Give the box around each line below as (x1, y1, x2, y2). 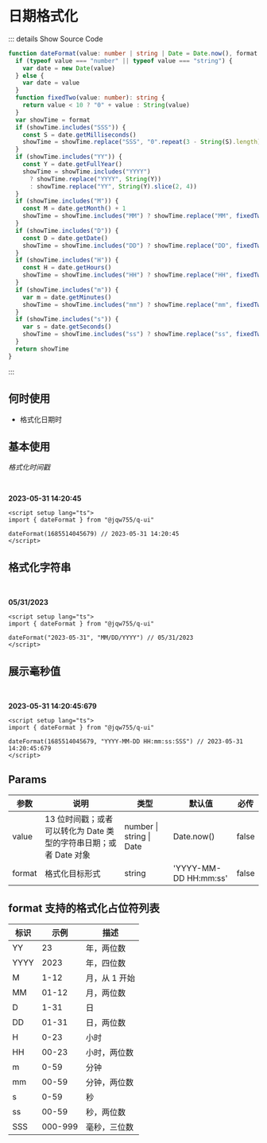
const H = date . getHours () (22, 264, 112, 272)
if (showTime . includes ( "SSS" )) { (15, 123, 126, 131)
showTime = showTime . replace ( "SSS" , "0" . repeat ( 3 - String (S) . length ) (22, 138, 261, 146)
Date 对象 (54, 849, 91, 860)
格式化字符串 (8, 560, 72, 574)
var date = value (22, 79, 80, 87)
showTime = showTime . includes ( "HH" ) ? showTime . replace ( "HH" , (22, 271, 233, 279)
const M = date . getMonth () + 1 (22, 204, 126, 213)
